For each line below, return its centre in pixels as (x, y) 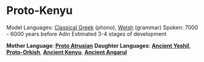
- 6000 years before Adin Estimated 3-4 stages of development (86, 33)
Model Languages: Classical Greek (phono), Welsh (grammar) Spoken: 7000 (102, 27)
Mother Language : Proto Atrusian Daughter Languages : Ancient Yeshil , (99, 46)
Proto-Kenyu (40, 11)
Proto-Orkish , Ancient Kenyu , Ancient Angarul (67, 52)
